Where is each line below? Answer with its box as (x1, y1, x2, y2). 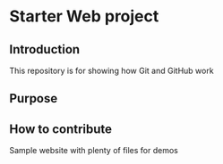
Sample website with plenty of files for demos (9, 145, 179, 156)
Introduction (9, 42, 81, 57)
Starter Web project (9, 6, 159, 27)
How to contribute (9, 121, 113, 136)
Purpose (9, 91, 58, 106)
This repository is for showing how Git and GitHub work (9, 65, 214, 76)
